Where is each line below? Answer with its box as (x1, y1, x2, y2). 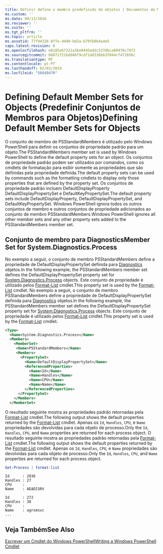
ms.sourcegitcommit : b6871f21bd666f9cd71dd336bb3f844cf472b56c (5, 52, 136, 57)
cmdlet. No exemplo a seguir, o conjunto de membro (13, 287, 118, 293)
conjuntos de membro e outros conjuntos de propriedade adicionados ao (5, 206, 151, 212)
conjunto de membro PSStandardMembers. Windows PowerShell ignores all (5, 211, 156, 217)
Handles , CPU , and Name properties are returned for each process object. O (5, 430, 151, 436)
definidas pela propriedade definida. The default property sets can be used (5, 170, 154, 175)
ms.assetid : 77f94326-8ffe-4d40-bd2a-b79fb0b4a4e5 (5, 39, 110, 44)
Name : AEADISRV (5, 487, 45, 492)
